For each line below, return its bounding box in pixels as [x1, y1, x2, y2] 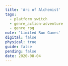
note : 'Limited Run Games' [5, 30, 61, 35]
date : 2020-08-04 [5, 53, 41, 59]
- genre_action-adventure [9, 21, 64, 26]
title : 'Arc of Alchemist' [5, 7, 61, 12]
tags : [5, 12, 16, 17]
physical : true [5, 40, 37, 45]
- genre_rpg [9, 26, 35, 31]
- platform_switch [9, 16, 48, 21]
